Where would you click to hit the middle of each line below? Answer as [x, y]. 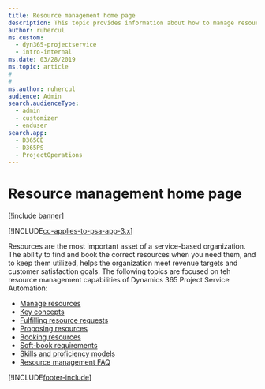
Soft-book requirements [58, 346]
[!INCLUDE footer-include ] [50, 378]
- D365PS [30, 148]
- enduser [31, 125]
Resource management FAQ [65, 362]
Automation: [28, 288]
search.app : [28, 133]
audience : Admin [35, 96]
